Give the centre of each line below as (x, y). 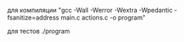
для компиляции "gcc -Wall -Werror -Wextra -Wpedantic (90, 10)
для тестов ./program (39, 31)
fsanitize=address (33, 17)
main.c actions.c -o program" (103, 17)
